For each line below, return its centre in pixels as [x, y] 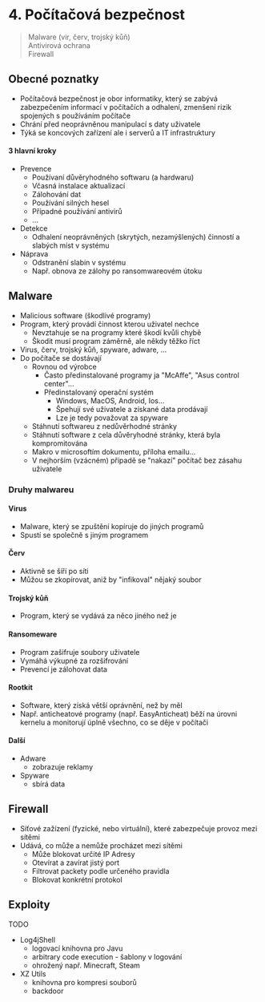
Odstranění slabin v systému [79, 262]
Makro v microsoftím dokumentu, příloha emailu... [114, 451]
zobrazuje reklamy [62, 766]
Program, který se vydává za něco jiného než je [98, 616]
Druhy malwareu [41, 489]
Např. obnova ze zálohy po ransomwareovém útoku [117, 271]
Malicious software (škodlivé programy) [85, 315]
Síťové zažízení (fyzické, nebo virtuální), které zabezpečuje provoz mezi [139, 828]
